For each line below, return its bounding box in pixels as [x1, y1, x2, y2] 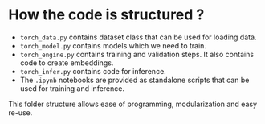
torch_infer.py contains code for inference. [19, 66, 166, 76]
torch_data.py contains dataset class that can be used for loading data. [19, 32, 257, 42]
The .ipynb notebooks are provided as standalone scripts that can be [19, 75, 250, 85]
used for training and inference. [19, 83, 124, 93]
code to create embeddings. [19, 58, 114, 68]
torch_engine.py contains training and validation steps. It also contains [19, 49, 255, 59]
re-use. [8, 107, 33, 118]
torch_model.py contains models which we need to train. [19, 40, 207, 50]
